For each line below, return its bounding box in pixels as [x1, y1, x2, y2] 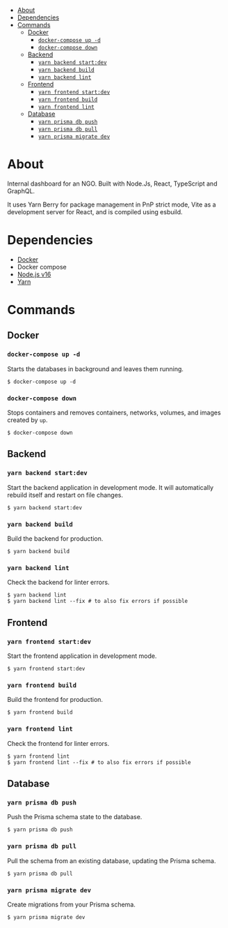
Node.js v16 [17, 270, 51, 278]
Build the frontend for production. [7, 696, 103, 704]
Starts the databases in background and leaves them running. [7, 364, 184, 373]
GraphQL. [7, 186, 35, 195]
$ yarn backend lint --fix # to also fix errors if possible [7, 598, 188, 605]
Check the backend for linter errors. [7, 578, 110, 587]
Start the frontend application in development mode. [7, 652, 157, 660]
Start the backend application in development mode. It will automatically [7, 483, 214, 491]
